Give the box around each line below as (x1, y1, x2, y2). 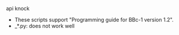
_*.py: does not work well (14, 23, 75, 29)
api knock (6, 5, 30, 12)
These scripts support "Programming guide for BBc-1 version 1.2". (14, 16, 174, 23)
